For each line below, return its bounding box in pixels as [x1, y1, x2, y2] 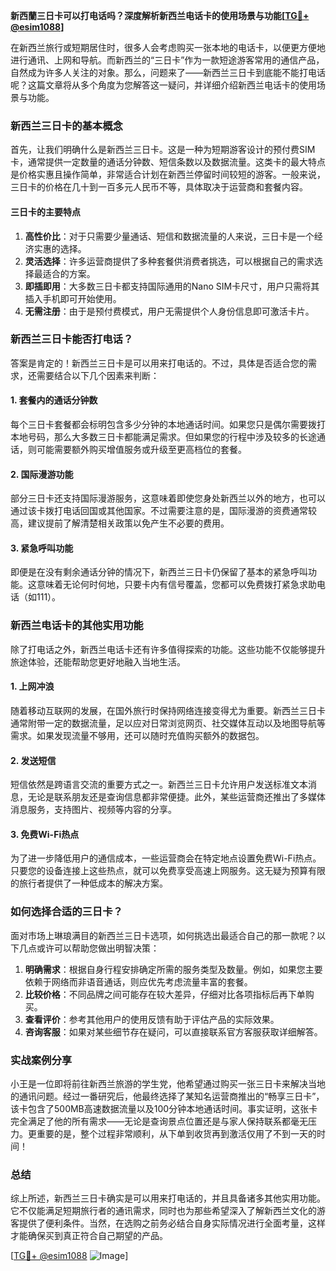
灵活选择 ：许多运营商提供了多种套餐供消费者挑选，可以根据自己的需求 [24, 255, 315, 267]
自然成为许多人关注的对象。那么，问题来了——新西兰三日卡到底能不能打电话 [10, 67, 326, 78]
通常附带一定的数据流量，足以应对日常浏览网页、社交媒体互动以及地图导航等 [10, 717, 326, 729]
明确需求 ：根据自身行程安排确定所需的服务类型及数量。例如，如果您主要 [24, 963, 323, 975]
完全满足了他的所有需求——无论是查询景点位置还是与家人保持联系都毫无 [10, 1115, 308, 1127]
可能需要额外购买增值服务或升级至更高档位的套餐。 [36, 444, 247, 455]
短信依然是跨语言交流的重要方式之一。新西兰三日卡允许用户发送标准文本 [10, 779, 308, 791]
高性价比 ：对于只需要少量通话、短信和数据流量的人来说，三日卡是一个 [24, 230, 315, 242]
